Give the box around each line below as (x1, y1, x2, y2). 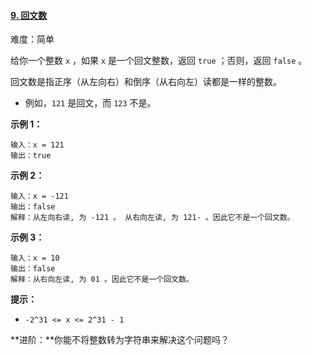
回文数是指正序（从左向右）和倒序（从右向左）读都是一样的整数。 (10, 76, 282, 88)
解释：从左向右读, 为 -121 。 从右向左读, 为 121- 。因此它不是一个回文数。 (10, 213, 295, 223)
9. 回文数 (10, 9, 48, 21)
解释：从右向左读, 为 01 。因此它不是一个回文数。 (10, 275, 194, 285)
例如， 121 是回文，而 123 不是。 (24, 97, 157, 109)
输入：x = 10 (10, 253, 60, 264)
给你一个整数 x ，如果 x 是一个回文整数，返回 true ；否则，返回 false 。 (10, 55, 308, 67)
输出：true (10, 151, 52, 161)
